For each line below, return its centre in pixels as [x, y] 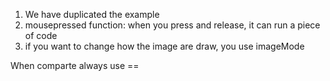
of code [41, 35]
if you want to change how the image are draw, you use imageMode [164, 46]
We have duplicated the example [92, 14]
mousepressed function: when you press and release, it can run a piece [172, 25]
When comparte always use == [75, 65]
